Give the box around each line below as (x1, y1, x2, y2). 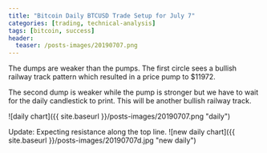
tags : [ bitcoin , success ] (8, 26, 95, 34)
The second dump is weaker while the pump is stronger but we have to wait (8, 87, 259, 97)
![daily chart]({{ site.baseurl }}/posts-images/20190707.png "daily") (8, 111, 231, 121)
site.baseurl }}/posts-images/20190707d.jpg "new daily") (8, 135, 196, 145)
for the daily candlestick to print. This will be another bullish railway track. (8, 96, 252, 106)
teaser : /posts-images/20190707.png (15, 42, 138, 50)
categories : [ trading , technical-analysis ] (8, 19, 156, 27)
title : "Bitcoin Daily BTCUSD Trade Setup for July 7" (8, 11, 196, 20)
